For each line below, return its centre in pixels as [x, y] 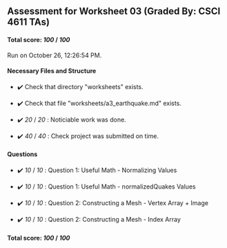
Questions [22, 154]
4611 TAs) [29, 22]
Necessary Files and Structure [52, 71]
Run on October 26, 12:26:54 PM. [55, 55]
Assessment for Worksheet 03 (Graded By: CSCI [114, 11]
